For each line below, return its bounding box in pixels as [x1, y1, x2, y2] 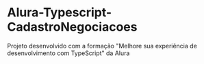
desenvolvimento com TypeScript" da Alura [7, 49, 130, 57]
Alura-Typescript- [7, 5, 112, 20]
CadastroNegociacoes [7, 19, 138, 35]
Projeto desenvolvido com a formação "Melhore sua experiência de [7, 42, 197, 50]
